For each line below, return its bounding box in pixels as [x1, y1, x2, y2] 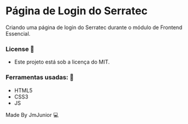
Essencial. [5, 30, 31, 37]
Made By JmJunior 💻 [5, 111, 59, 118]
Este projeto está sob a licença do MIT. [14, 58, 110, 66]
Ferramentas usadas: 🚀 [5, 73, 74, 81]
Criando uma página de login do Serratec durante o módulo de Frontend [5, 24, 183, 31]
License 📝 [5, 44, 35, 53]
